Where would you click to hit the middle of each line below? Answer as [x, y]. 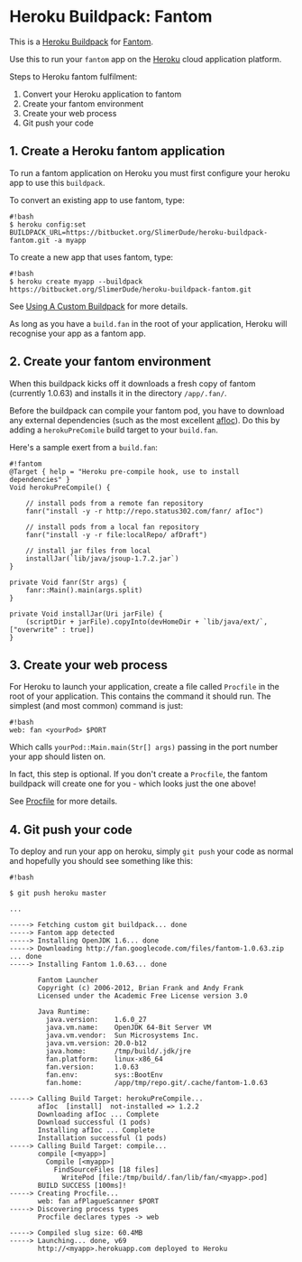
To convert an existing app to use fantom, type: [97, 200]
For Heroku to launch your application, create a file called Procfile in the [144, 687]
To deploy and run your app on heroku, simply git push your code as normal [151, 851]
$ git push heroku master [58, 894]
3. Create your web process [89, 665]
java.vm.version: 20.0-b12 [96, 1044]
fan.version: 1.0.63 [92, 1067]
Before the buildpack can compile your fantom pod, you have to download [147, 410]
